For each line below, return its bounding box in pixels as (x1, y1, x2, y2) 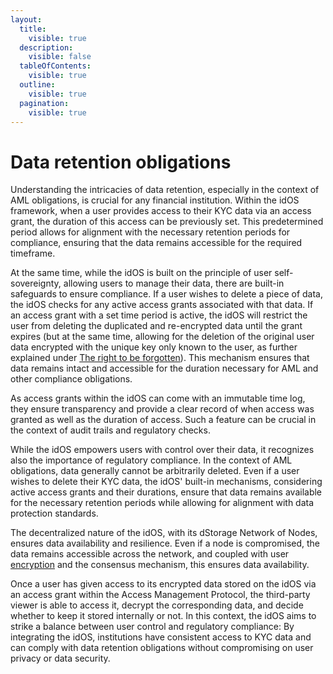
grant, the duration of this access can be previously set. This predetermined (10, 216, 324, 228)
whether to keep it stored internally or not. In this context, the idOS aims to (10, 610, 317, 622)
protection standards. (10, 507, 99, 520)
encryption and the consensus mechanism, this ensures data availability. (10, 559, 310, 571)
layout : (10, 14, 43, 25)
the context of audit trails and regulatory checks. (10, 424, 211, 436)
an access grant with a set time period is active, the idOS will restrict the (10, 309, 308, 321)
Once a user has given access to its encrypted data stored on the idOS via (10, 578, 317, 590)
